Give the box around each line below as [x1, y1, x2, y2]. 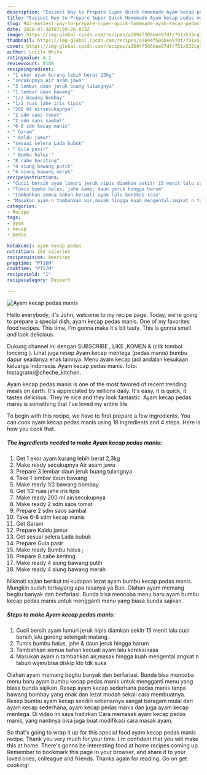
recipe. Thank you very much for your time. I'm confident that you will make [7, 735, 199, 742]
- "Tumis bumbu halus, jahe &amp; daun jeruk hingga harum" [7, 186, 165, 192]
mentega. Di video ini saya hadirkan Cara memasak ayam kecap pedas [7, 710, 186, 717]
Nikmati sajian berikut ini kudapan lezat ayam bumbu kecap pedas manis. [7, 577, 193, 585]
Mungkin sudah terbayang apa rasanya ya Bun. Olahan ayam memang [7, 584, 185, 591]
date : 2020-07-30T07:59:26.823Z [7, 26, 90, 33]
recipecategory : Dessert [7, 277, 71, 283]
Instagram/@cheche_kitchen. [7, 368, 82, 376]
